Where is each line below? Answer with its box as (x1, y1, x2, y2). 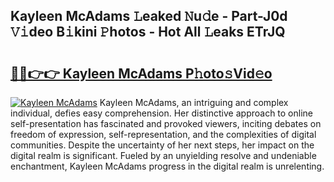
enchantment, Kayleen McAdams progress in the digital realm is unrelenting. (10, 160, 325, 172)
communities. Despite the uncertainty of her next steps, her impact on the (10, 139, 315, 151)
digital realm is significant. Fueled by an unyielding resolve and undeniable (10, 150, 317, 161)
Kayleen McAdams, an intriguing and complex (99, 97, 289, 108)
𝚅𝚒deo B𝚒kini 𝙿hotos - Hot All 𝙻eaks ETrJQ (10, 24, 286, 41)
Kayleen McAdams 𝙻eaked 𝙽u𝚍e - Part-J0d (10, 8, 288, 25)
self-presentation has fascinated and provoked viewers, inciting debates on (10, 118, 322, 129)
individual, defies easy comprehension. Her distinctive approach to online (10, 107, 314, 119)
